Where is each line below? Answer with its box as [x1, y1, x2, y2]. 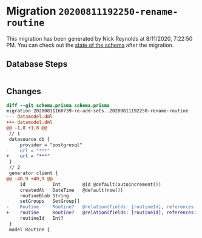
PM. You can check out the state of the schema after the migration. [6, 41, 174, 49]
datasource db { [8, 136, 50, 142]
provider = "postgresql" [19, 141, 83, 148]
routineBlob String [19, 192, 69, 199]
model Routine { [8, 226, 50, 233]
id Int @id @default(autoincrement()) [19, 181, 162, 188]
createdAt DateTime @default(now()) [19, 187, 123, 193]
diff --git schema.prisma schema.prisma [6, 102, 110, 109]
